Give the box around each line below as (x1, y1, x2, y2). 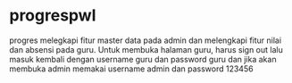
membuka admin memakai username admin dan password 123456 (9, 63, 254, 74)
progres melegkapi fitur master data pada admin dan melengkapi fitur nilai (9, 35, 282, 46)
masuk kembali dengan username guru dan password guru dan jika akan (9, 54, 277, 64)
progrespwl (9, 5, 96, 26)
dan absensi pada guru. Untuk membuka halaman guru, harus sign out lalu (9, 44, 283, 54)
